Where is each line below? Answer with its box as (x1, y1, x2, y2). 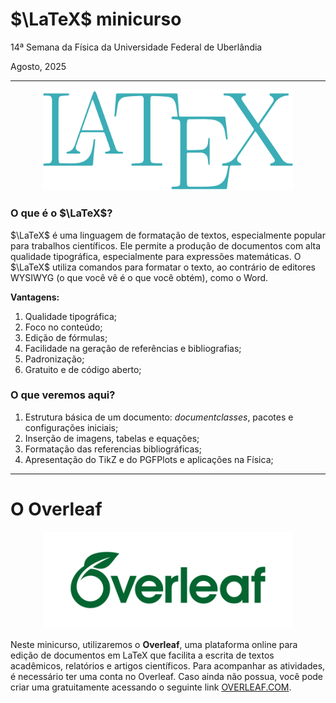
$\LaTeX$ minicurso (10, 8, 182, 31)
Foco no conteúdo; (24, 321, 103, 333)
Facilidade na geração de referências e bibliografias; (24, 342, 242, 354)
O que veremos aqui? (10, 388, 116, 402)
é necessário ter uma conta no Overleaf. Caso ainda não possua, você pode (10, 671, 324, 683)
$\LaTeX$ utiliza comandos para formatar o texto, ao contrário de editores (10, 261, 316, 273)
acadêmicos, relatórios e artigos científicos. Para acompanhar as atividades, (10, 660, 326, 672)
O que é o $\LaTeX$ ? (10, 206, 113, 220)
